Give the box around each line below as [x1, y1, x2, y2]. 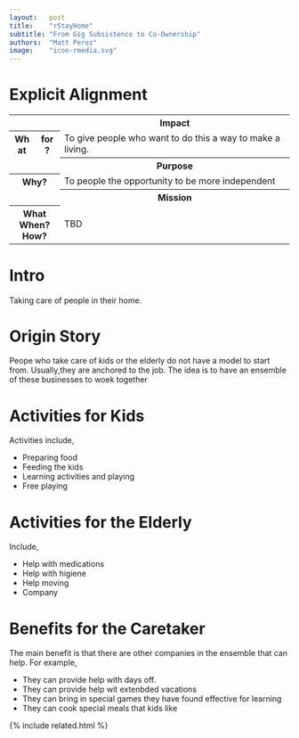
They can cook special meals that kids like [21, 703, 178, 714]
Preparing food [21, 452, 78, 463]
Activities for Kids [9, 406, 145, 426]
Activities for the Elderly [9, 512, 193, 532]
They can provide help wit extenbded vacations [21, 684, 198, 695]
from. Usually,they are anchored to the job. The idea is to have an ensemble [9, 365, 287, 375]
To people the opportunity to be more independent [63, 175, 276, 187]
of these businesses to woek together [9, 374, 149, 385]
